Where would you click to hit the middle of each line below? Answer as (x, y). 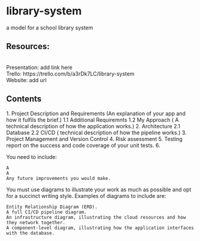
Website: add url (26, 80)
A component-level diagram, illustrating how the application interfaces (100, 228)
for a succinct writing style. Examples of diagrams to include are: (86, 195)
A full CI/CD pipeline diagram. (46, 212)
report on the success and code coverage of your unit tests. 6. (83, 145)
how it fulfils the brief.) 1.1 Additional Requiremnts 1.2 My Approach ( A (93, 120)
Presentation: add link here (40, 67)
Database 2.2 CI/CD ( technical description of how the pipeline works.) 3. (96, 132)
